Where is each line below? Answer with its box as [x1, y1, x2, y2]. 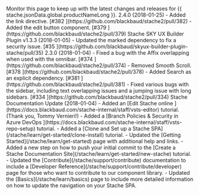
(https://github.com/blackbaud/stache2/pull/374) [6, 62, 127, 69]
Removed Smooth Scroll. [131, 62, 192, 69]
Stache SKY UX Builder [127, 30, 184, 37]
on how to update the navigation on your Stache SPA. [6, 182, 137, 189]
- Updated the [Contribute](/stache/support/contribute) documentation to [6, 157, 186, 163]
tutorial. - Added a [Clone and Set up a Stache [36, 125, 150, 132]
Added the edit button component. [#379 [6, 24, 107, 31]
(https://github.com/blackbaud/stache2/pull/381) [6, 81, 126, 88]
